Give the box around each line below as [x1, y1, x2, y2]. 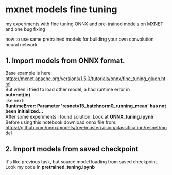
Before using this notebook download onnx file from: [5, 119, 117, 125]
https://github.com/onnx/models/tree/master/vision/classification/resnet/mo [5, 124, 167, 130]
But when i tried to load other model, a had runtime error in [5, 86, 130, 92]
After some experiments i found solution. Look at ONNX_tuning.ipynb [5, 113, 154, 120]
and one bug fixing [5, 26, 45, 32]
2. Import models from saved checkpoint [5, 145, 139, 153]
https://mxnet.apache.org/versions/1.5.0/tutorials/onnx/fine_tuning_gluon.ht [5, 75, 166, 82]
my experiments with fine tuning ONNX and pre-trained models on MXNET [5, 21, 164, 27]
